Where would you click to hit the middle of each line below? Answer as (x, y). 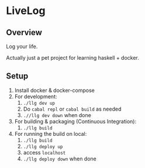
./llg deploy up (43, 147)
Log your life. (22, 46)
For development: (36, 96)
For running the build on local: (51, 133)
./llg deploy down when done (60, 159)
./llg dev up (39, 103)
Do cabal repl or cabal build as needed (72, 109)
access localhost (44, 152)
